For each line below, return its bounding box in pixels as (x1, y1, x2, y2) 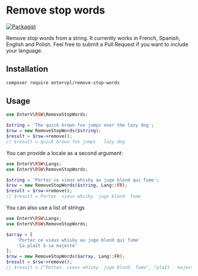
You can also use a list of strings (6, 204, 85, 211)
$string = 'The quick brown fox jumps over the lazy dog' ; (6, 122, 154, 129)
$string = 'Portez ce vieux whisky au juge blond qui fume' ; (6, 177, 160, 183)
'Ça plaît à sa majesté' (16, 242, 78, 248)
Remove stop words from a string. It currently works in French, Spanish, (6, 34, 181, 41)
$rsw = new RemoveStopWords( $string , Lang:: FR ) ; (6, 182, 128, 189)
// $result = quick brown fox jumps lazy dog (6, 139, 126, 144)
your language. (6, 47, 43, 54)
